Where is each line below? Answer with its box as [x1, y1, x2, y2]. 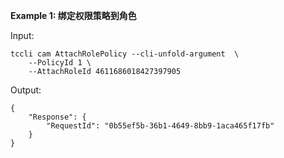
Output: [10, 84, 42, 96]
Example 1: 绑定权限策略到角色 [10, 10, 137, 21]
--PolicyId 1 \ [28, 58, 92, 68]
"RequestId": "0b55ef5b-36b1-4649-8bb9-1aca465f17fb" [46, 121, 275, 131]
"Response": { [28, 112, 87, 122]
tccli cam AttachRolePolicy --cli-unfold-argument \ [10, 49, 240, 59]
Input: [10, 30, 35, 41]
